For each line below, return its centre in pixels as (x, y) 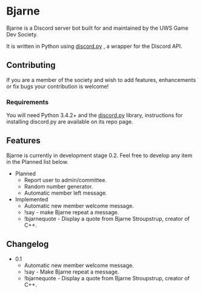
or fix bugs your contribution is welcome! (58, 86)
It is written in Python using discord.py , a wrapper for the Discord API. (94, 46)
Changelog (28, 244)
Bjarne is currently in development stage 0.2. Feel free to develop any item (99, 155)
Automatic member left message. (66, 193)
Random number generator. (59, 186)
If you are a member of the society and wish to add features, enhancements (101, 79)
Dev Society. (22, 34)
